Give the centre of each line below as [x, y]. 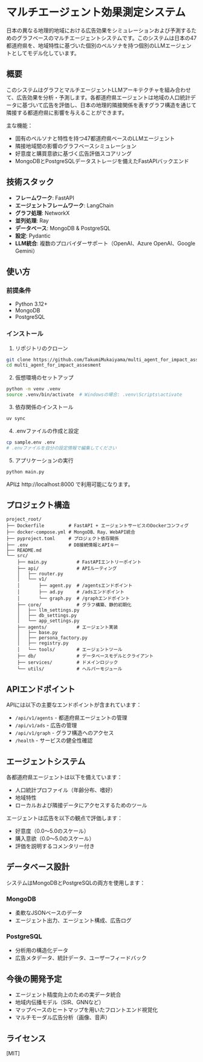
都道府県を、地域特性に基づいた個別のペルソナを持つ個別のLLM [86, 45]
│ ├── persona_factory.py [52, 638]
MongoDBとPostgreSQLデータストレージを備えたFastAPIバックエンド [102, 161]
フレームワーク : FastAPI [44, 198]
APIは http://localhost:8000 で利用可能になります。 [70, 484]
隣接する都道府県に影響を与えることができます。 [67, 112]
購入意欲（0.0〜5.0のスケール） [55, 838]
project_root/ [24, 519]
